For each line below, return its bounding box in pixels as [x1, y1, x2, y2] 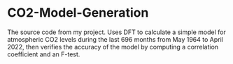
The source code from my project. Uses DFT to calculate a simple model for [7, 28, 226, 36]
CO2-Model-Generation [7, 5, 149, 21]
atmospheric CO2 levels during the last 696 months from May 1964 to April [7, 35, 224, 43]
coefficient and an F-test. [7, 50, 80, 58]
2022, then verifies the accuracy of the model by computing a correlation [7, 42, 219, 51]
